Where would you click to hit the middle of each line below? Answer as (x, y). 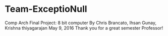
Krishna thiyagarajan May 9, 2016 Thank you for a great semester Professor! (84, 28)
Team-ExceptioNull (46, 9)
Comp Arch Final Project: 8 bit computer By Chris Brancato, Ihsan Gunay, (81, 23)
